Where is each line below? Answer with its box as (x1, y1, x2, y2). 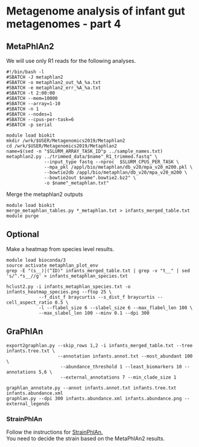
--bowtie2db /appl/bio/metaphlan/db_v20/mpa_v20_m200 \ (44, 169, 188, 175)
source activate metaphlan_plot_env (6, 262, 98, 269)
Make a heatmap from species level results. (6, 245, 115, 252)
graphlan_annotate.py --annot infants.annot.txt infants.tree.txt (6, 385, 177, 391)
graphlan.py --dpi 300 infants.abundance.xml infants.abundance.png (6, 395, 182, 402)
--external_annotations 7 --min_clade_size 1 (60, 374, 177, 380)
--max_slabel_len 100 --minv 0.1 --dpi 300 (38, 310, 150, 316)
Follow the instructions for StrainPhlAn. (6, 428, 103, 436)
